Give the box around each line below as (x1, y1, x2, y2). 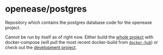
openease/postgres (5, 3, 87, 15)
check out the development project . (5, 44, 77, 50)
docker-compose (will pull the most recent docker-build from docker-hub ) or (5, 39, 158, 45)
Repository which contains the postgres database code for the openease (5, 19, 152, 25)
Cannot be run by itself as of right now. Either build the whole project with (5, 34, 154, 40)
